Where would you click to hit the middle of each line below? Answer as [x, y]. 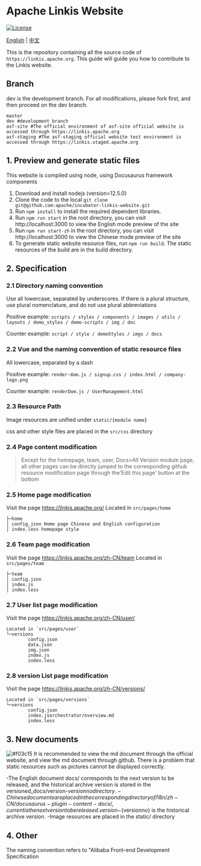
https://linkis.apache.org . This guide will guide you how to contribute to [98, 58]
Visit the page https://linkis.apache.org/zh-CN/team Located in [84, 557]
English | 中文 [23, 40]
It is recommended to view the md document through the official [114, 754]
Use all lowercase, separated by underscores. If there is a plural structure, [98, 298]
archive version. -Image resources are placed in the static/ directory [91, 817]
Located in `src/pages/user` [43, 629]
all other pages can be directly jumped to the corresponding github [104, 466]
